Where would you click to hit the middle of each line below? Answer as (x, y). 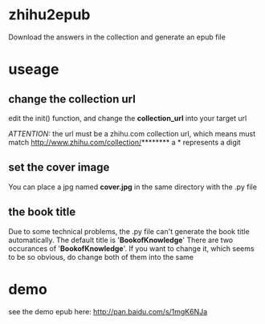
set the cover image (59, 167)
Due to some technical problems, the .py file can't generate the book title (129, 231)
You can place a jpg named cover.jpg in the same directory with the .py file (132, 187)
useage (34, 69)
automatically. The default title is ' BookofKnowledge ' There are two (121, 240)
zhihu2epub (49, 15)
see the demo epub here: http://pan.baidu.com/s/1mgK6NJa (108, 311)
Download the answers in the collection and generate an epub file (117, 37)
